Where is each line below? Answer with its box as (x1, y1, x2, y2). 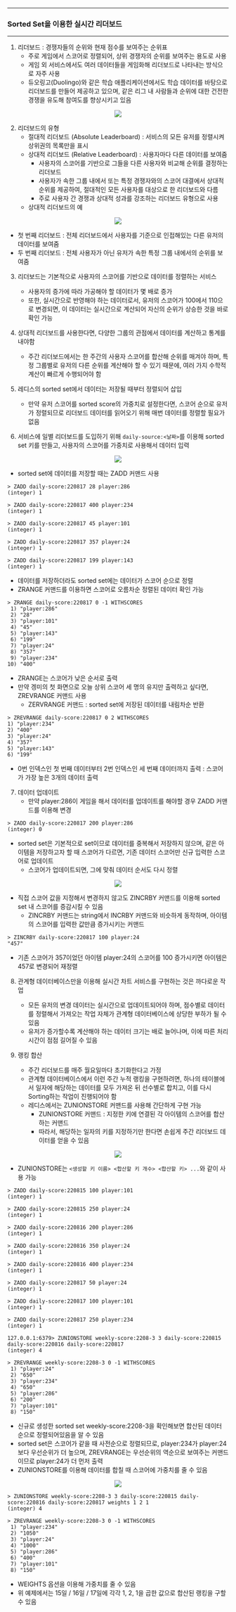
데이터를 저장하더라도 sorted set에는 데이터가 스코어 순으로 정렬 (17, 576, 194, 585)
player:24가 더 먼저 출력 (36, 1457, 103, 1466)
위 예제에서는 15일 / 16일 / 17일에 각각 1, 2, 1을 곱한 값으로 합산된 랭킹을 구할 (17, 1589, 226, 1597)
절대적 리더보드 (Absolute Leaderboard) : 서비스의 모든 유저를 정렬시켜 (27, 133, 225, 141)
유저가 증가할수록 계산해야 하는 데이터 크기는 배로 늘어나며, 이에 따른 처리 (27, 1027, 229, 1036)
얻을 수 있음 (57, 1136, 90, 1144)
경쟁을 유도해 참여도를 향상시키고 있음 (27, 96, 132, 104)
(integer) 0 (7, 826, 42, 833)
